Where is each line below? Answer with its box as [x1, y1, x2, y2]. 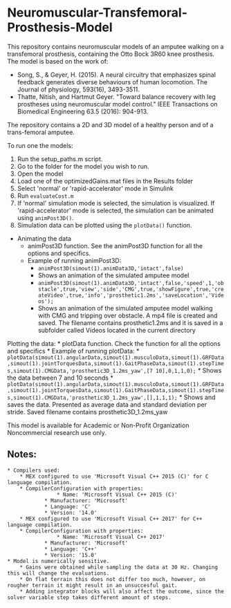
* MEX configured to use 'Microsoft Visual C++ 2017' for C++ [19, 515, 203, 522]
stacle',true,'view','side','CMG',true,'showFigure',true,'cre [37, 286, 224, 293]
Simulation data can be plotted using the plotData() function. [17, 221, 192, 229]
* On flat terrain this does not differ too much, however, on [19, 575, 206, 582]
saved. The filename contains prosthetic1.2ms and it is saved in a [37, 318, 223, 326]
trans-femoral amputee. [7, 128, 75, 136]
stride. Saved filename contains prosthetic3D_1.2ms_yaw [7, 407, 168, 416]
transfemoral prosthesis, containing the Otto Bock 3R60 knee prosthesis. [7, 50, 215, 58]
